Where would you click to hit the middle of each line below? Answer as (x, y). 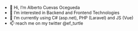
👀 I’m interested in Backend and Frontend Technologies (64, 13)
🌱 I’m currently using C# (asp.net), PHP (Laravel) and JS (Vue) (71, 18)
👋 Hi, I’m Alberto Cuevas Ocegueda (45, 8)
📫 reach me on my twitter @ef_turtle (46, 23)
